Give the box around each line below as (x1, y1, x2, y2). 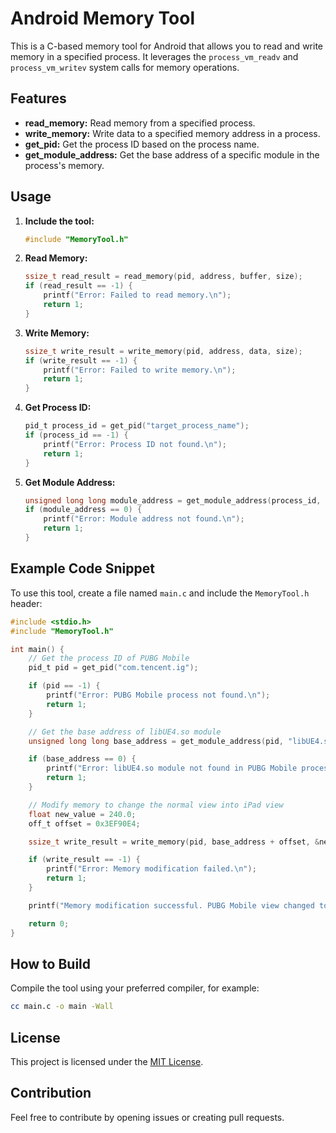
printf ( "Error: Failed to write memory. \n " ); (43, 365, 237, 375)
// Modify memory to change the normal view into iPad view (28, 800, 284, 810)
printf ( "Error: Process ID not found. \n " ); (43, 439, 227, 449)
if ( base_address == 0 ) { (28, 754, 137, 764)
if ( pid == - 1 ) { (28, 681, 101, 691)
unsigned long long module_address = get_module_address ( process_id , (24, 495, 322, 506)
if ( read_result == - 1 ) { (24, 281, 133, 291)
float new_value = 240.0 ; (28, 809, 137, 819)
